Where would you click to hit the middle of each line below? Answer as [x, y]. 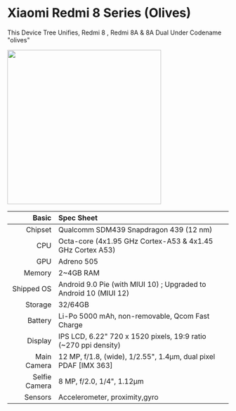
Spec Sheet [78, 218]
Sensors [38, 397]
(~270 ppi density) [90, 345]
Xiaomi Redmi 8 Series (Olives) [99, 13]
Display [39, 341]
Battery [39, 320]
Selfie [42, 376]
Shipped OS [32, 288]
